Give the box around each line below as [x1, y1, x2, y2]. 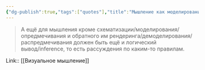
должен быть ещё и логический [73, 38, 157, 46]
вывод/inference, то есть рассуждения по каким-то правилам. [20, 45, 185, 52]
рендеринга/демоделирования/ [109, 32, 193, 40]
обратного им [72, 32, 108, 40]
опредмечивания [20, 32, 66, 40]
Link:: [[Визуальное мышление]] [6, 57, 89, 64]
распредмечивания [20, 38, 73, 46]
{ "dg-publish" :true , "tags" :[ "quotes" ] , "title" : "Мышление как [6, 9, 165, 15]
